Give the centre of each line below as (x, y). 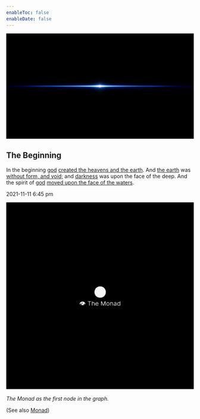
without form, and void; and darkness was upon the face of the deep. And (97, 176)
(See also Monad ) (28, 410)
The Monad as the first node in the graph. (57, 399)
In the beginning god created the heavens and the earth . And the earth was (99, 170)
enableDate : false (29, 19)
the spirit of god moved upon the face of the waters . (70, 182)
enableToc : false (28, 12)
